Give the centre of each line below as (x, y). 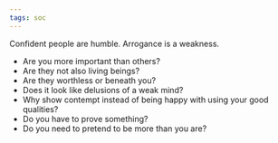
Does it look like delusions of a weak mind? (103, 90)
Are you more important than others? (91, 61)
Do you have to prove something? (85, 119)
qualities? (40, 109)
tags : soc (28, 18)
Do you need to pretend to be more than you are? (115, 129)
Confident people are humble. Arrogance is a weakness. (115, 43)
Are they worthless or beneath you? (89, 80)
